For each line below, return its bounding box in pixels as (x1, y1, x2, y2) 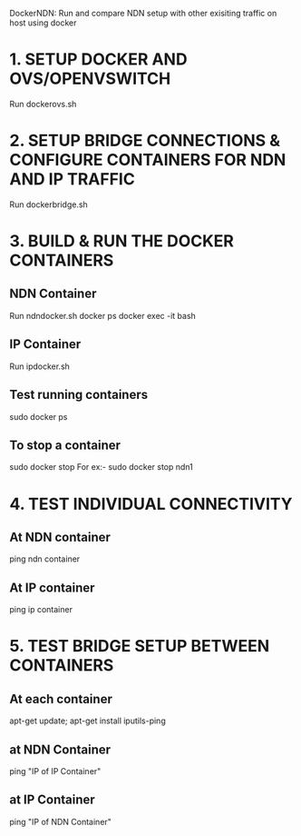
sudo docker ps (9, 411, 68, 422)
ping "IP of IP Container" (9, 765, 102, 776)
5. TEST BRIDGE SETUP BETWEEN (9, 636, 270, 657)
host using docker (9, 17, 77, 28)
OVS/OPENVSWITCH (9, 68, 171, 89)
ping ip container (9, 604, 73, 615)
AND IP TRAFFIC (9, 169, 136, 190)
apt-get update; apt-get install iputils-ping (9, 715, 166, 726)
